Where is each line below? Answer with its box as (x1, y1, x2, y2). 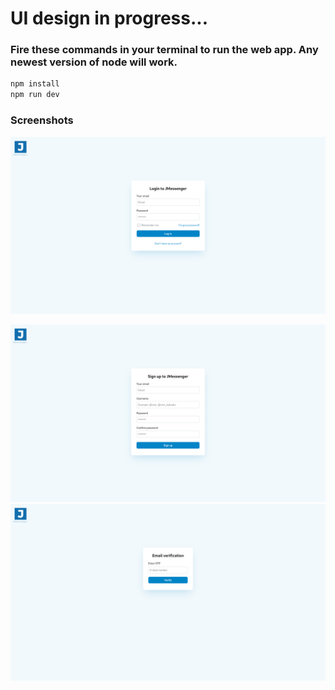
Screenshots (10, 113, 74, 127)
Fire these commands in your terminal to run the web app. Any (10, 43, 319, 57)
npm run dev (10, 90, 60, 100)
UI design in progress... (10, 7, 209, 30)
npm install (10, 79, 60, 89)
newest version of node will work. (10, 55, 178, 69)
